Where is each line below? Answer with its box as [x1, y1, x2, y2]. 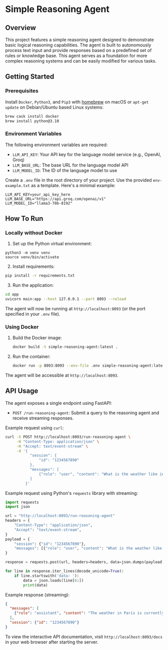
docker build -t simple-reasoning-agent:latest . [12, 344, 118, 350]
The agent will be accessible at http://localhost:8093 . [5, 372, 119, 378]
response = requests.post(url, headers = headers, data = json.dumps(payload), [5, 559, 166, 565]
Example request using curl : [5, 424, 64, 431]
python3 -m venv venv [5, 250, 50, 256]
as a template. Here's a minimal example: [30, 182, 116, 188]
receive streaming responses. [12, 415, 74, 421]
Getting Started [5, 73, 54, 81]
